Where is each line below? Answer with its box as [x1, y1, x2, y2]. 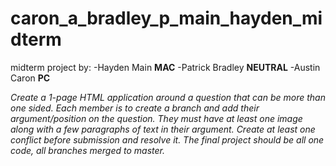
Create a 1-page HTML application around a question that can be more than [10, 91, 326, 103]
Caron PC [10, 72, 51, 84]
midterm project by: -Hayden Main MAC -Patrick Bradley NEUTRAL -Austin [10, 61, 321, 73]
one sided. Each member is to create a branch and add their [10, 102, 260, 114]
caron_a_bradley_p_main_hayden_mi [10, 7, 323, 30]
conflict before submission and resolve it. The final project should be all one [10, 133, 325, 146]
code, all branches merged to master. [10, 144, 165, 156]
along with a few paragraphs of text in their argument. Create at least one [10, 123, 316, 135]
